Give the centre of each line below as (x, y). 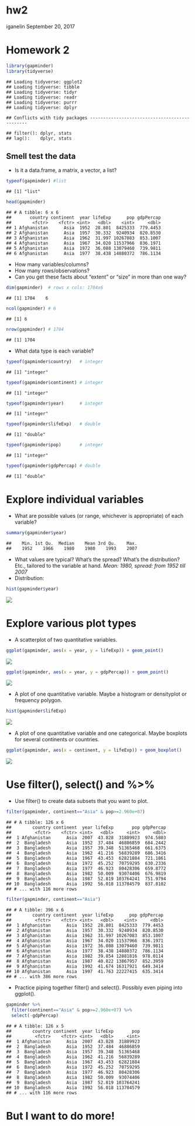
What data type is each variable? (54, 351)
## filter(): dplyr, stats (39, 133)
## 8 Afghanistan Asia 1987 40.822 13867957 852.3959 (85, 961)
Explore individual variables (75, 500)
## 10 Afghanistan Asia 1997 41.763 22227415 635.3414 (85, 971)
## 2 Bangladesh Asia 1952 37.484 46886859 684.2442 (86, 843)
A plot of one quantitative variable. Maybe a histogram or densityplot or (101, 694)
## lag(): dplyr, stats (39, 138)
